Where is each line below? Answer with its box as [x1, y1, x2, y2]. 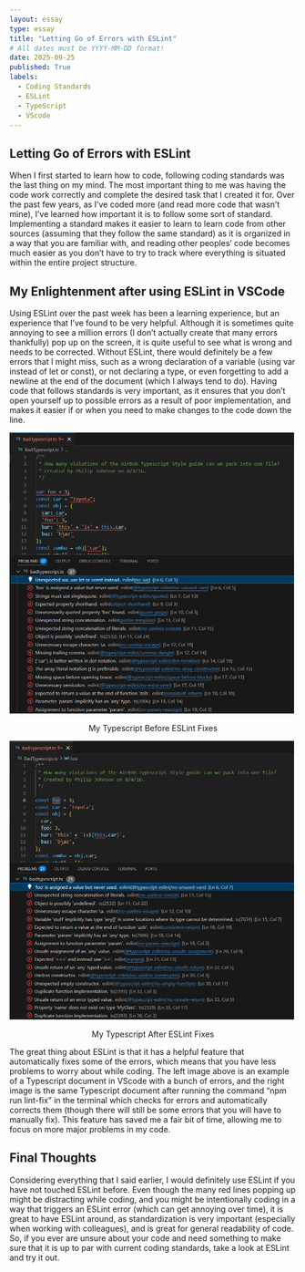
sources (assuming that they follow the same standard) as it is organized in [9, 228, 291, 239]
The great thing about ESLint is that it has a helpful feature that [9, 1046, 245, 1057]
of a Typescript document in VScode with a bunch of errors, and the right [9, 1075, 285, 1086]
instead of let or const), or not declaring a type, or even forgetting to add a [9, 366, 289, 377]
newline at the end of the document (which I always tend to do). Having [9, 376, 278, 387]
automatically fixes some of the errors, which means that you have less [9, 1056, 277, 1067]
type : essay [9, 24, 55, 34]
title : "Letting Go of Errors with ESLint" [9, 34, 178, 43]
